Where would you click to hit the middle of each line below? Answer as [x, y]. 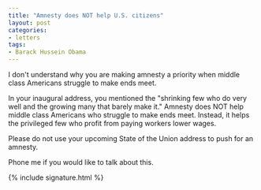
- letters [24, 37]
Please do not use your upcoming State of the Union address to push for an [131, 138]
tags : [17, 45]
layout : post [30, 23]
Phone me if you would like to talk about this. [81, 162]
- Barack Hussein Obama [47, 52]
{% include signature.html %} [56, 177]
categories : [28, 30]
